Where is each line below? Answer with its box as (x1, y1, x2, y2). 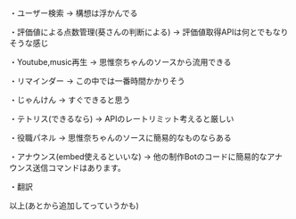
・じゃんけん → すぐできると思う (9, 94, 131, 105)
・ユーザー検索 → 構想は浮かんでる (9, 8, 138, 18)
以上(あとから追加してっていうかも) (9, 200, 140, 211)
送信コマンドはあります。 (32, 163, 127, 173)
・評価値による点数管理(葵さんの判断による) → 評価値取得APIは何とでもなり (9, 27, 289, 37)
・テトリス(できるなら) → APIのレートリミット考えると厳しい (9, 114, 234, 124)
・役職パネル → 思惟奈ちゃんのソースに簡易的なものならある (9, 133, 232, 142)
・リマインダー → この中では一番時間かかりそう (9, 76, 185, 86)
